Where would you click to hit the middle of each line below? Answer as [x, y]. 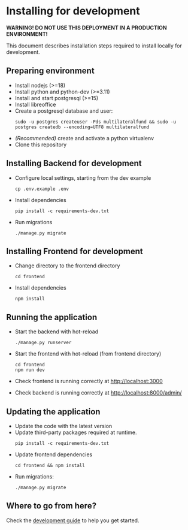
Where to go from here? [51, 506]
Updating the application [53, 412]
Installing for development [73, 11]
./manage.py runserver [43, 343]
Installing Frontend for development [75, 251]
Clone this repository [41, 144]
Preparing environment [50, 71]
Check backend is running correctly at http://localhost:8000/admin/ [98, 393]
